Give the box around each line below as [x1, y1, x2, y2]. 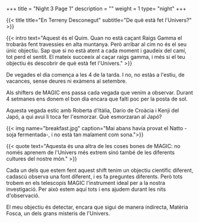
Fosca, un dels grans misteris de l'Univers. [6, 210, 110, 216]
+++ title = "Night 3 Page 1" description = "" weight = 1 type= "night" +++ [6, 5, 187, 12]
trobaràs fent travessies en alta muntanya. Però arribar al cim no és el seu [6, 41, 187, 48]
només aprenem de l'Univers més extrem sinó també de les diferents [6, 149, 175, 156]
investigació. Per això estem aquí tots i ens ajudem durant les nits [6, 186, 166, 193]
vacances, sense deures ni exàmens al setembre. [6, 77, 127, 84]
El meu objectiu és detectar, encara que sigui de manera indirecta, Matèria [6, 203, 188, 211]
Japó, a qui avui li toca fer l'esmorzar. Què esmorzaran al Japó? [6, 113, 162, 120]
